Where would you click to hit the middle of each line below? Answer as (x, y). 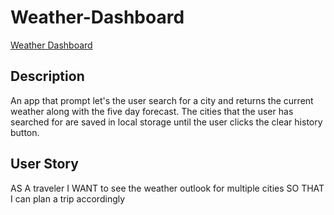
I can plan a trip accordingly (68, 198)
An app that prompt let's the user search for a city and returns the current (162, 100)
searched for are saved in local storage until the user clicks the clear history (166, 122)
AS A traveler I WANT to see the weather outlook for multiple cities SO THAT (167, 188)
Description (47, 76)
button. (25, 132)
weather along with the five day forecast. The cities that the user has (152, 111)
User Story (44, 164)
